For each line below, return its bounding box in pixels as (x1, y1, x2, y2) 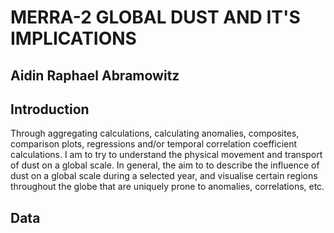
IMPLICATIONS (10, 27, 137, 50)
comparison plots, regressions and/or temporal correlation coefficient (10, 138, 298, 150)
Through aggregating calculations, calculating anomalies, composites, (10, 127, 300, 140)
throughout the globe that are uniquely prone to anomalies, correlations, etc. (10, 181, 325, 193)
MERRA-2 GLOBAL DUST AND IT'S (10, 6, 301, 29)
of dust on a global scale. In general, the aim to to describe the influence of (10, 159, 320, 171)
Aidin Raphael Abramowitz (10, 67, 180, 84)
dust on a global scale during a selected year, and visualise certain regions (10, 170, 318, 182)
